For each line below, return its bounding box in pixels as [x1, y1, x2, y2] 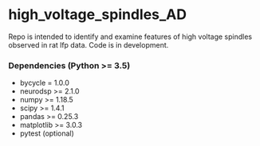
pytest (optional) [19, 129, 74, 138]
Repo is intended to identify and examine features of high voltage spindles [8, 32, 253, 41]
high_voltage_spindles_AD [8, 6, 187, 24]
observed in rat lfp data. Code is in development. [8, 40, 169, 49]
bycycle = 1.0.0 [19, 78, 70, 88]
